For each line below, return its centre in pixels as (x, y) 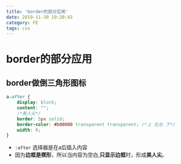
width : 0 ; (29, 130)
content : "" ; (33, 108)
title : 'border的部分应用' (37, 12)
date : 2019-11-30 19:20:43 (39, 17)
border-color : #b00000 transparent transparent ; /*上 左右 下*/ (96, 124)
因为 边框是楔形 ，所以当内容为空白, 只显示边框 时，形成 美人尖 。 (91, 155)
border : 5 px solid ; (41, 119)
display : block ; (37, 102)
